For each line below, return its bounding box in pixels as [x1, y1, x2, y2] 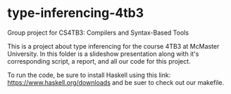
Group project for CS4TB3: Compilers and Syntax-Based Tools [7, 28, 189, 37]
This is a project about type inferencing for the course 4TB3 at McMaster [7, 42, 220, 50]
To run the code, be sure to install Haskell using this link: [7, 71, 171, 79]
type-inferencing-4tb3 [7, 5, 144, 21]
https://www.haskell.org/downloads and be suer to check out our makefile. [7, 78, 225, 86]
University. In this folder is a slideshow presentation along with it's [7, 49, 199, 58]
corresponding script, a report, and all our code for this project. [7, 57, 192, 65]
